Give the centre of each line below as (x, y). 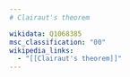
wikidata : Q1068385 (46, 34)
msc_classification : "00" (57, 42)
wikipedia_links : (42, 50)
